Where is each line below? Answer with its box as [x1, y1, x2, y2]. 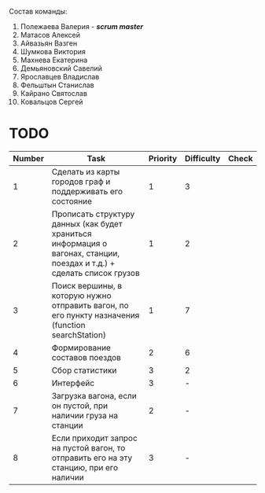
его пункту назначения [51, 310, 140, 321]
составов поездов [51, 351, 121, 362]
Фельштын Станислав [20, 80, 95, 90]
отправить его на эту [51, 452, 133, 463]
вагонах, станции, [51, 248, 120, 259]
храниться [51, 228, 93, 239]
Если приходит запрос [51, 432, 138, 443]
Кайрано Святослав [20, 89, 87, 97]
